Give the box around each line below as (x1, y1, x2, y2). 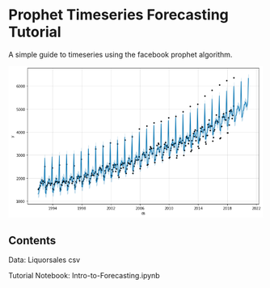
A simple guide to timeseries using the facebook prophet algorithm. (8, 49, 233, 59)
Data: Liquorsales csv (8, 255, 81, 265)
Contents (8, 233, 57, 248)
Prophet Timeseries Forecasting (8, 6, 229, 24)
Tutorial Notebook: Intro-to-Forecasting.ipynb (8, 271, 160, 281)
